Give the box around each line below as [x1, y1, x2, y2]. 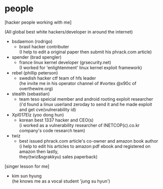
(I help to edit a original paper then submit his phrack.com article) [19, 49, 152, 55]
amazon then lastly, [19, 149, 59, 154]
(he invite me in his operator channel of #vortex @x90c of [19, 80, 136, 86]
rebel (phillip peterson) [11, 70, 58, 76]
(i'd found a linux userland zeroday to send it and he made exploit [19, 101, 152, 107]
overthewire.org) [19, 85, 53, 91]
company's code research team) [19, 127, 86, 133]
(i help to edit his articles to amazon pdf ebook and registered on [19, 143, 151, 149]
